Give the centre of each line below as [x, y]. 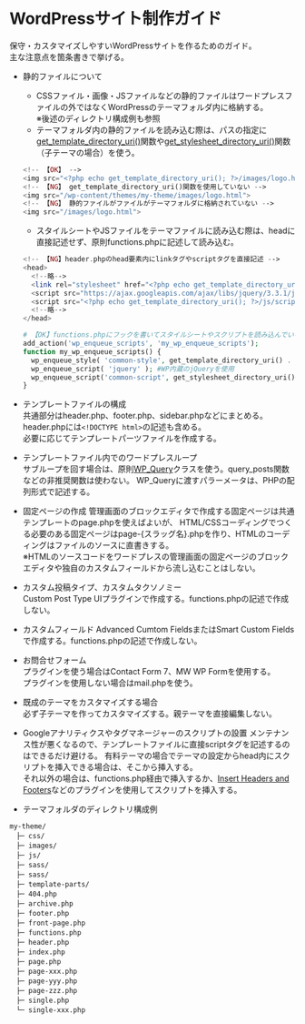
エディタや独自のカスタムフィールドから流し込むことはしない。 [141, 568]
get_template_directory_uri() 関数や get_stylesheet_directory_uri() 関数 [163, 141]
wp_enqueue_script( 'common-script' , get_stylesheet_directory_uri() [163, 377]
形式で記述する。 [63, 492]
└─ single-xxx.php [51, 1010]
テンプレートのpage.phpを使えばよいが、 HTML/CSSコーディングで [149, 522]
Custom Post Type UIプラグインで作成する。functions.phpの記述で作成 [155, 599]
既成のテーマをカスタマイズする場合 [90, 703]
